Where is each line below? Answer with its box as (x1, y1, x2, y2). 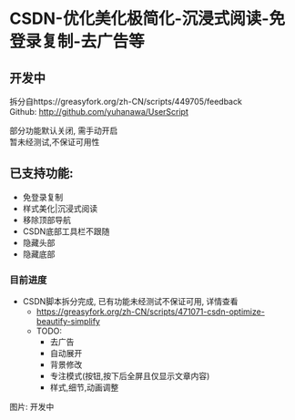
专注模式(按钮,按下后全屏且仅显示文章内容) (49, 371, 210, 382)
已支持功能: (9, 166, 75, 181)
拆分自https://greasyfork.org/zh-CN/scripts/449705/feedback (9, 97, 243, 107)
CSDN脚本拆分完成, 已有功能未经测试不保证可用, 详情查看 (22, 296, 239, 307)
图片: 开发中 (9, 402, 55, 413)
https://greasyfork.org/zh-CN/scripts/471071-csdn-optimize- (36, 306, 266, 317)
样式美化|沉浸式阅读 (22, 202, 98, 214)
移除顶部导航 (22, 214, 71, 225)
